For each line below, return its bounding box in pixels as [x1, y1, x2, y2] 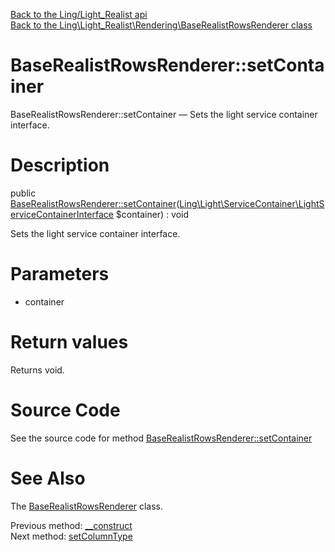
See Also [10, 467, 86, 489]
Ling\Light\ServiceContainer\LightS [179, 197, 325, 209]
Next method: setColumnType [10, 530, 133, 542]
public [10, 187, 37, 199]
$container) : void [115, 208, 190, 220]
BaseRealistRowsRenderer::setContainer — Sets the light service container [10, 108, 318, 120]
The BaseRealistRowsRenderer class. [10, 500, 163, 512]
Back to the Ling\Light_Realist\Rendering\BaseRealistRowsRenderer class [10, 19, 313, 31]
